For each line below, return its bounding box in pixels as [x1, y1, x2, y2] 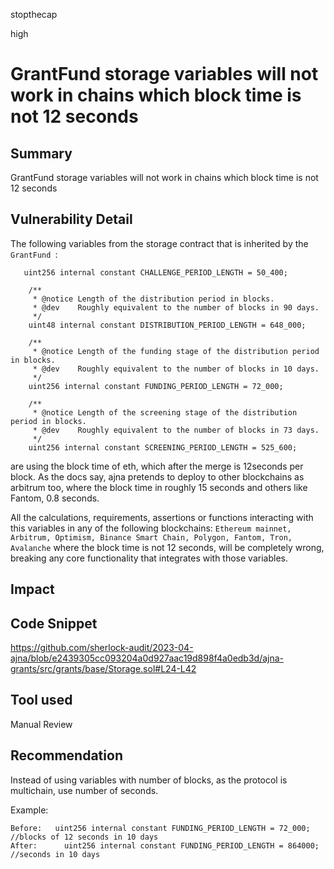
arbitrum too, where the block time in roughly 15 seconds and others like [10, 481, 308, 493]
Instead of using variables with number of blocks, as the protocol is [10, 774, 288, 786]
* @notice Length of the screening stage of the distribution [32, 407, 298, 418]
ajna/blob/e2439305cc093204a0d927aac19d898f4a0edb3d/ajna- [10, 652, 285, 664]
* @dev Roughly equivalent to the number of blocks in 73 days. [32, 425, 320, 435]
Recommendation [10, 747, 123, 764]
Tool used [10, 692, 73, 709]
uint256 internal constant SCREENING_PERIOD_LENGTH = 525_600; [28, 442, 298, 453]
